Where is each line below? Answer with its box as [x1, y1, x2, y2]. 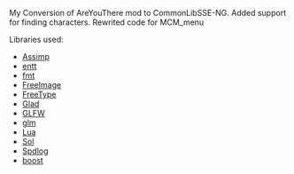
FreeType [21, 89, 57, 99]
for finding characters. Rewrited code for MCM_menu [9, 17, 205, 28]
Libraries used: [9, 35, 64, 44]
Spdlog [21, 146, 49, 156]
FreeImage [21, 80, 62, 90]
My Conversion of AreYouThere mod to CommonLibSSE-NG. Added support [9, 8, 286, 18]
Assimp [21, 51, 50, 61]
